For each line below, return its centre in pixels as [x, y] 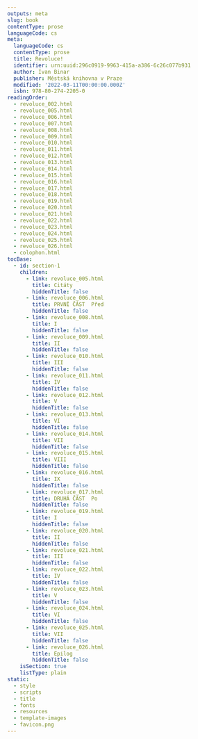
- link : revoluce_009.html [65, 337]
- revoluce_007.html [43, 123]
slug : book [23, 20]
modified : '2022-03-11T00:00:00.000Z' [70, 85]
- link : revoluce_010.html [65, 356]
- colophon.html [37, 253]
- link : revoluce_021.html [65, 550]
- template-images [40, 718]
